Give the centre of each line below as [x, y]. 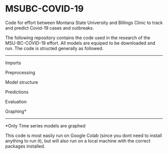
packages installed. [25, 146]
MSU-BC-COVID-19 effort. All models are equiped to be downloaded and [80, 43]
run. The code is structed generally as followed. [54, 48]
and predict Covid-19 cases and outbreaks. [49, 28]
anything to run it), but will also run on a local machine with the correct [78, 140]
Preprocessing [20, 72]
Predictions [17, 92]
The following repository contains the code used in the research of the [78, 38]
